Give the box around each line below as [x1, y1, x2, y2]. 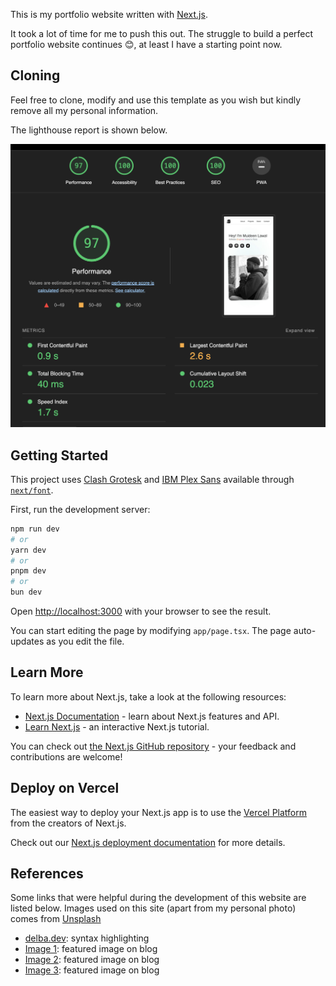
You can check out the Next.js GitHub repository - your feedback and [10, 740, 297, 752]
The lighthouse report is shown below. [10, 124, 168, 136]
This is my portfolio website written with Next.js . [10, 9, 208, 20]
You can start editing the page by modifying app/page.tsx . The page [10, 625, 292, 637]
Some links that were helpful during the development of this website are [10, 892, 307, 904]
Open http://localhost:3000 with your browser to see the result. [10, 605, 272, 618]
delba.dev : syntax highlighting [24, 932, 150, 944]
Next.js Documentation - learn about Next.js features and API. [24, 710, 280, 722]
